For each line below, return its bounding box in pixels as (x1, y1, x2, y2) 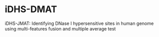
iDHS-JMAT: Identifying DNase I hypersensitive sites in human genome (5, 20, 154, 26)
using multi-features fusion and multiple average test (5, 25, 116, 31)
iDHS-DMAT (5, 4, 57, 15)
